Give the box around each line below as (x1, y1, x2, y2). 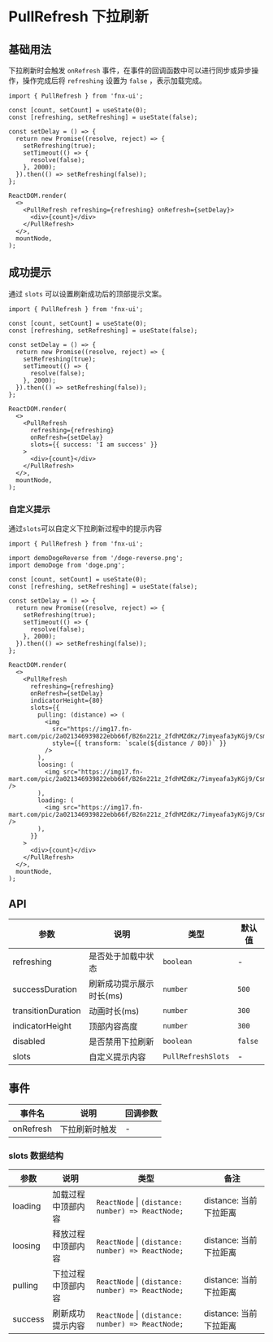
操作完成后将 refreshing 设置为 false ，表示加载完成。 (22, 76, 207, 86)
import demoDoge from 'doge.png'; (8, 561, 126, 570)
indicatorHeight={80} (29, 697, 104, 705)
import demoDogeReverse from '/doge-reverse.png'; (8, 555, 184, 563)
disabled (12, 1035, 45, 1046)
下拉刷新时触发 (59, 1123, 118, 1134)
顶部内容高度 (89, 1020, 138, 1032)
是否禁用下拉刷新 (89, 1036, 154, 1047)
